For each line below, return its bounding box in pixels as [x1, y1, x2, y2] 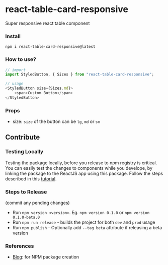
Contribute [5, 133, 40, 142]
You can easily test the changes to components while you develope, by [5, 165, 152, 171]
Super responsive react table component [5, 20, 90, 26]
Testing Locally [5, 148, 44, 155]
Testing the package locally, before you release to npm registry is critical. [5, 160, 157, 166]
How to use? [5, 56, 36, 63]
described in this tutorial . [5, 175, 57, 182]
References [5, 242, 34, 249]
